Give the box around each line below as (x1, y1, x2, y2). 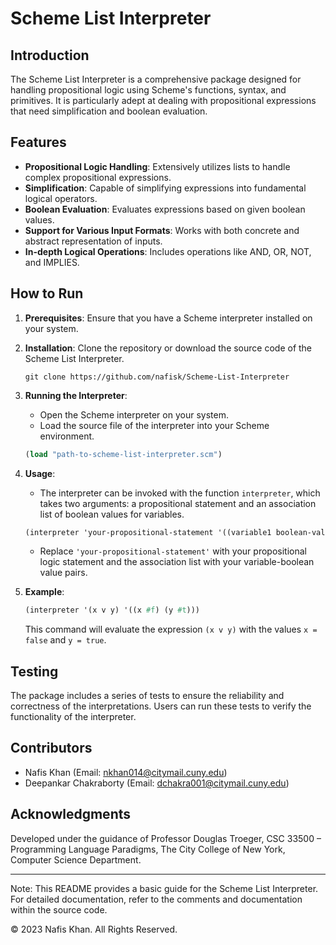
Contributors (10, 740, 93, 757)
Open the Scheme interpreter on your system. (39, 408, 229, 421)
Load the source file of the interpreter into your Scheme (39, 419, 270, 431)
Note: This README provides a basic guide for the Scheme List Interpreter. (10, 882, 319, 894)
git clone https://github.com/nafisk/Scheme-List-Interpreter (24, 372, 290, 382)
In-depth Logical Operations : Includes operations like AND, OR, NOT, (24, 245, 312, 257)
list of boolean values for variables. (39, 508, 185, 520)
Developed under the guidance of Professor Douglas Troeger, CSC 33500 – (10, 832, 322, 844)
